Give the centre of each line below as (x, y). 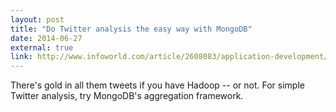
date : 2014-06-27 (46, 38)
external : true (42, 47)
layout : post (37, 19)
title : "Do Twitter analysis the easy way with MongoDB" (131, 29)
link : (21, 57)
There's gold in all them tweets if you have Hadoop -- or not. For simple (157, 85)
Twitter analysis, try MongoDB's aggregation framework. (127, 96)
